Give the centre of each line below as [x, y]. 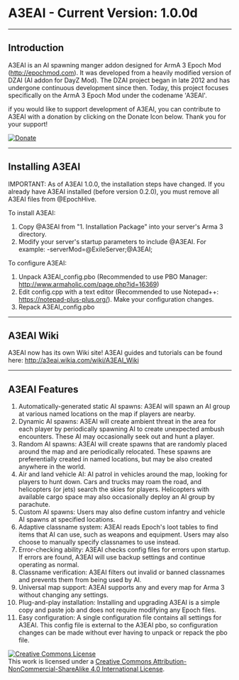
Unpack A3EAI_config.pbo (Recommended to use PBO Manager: [113, 276]
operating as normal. [49, 565]
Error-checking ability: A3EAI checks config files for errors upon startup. [124, 550]
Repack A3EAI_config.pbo [56, 307]
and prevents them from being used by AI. [80, 580]
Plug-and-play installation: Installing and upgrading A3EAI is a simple [119, 603]
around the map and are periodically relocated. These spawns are [115, 451]
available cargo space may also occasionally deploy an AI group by [116, 497]
